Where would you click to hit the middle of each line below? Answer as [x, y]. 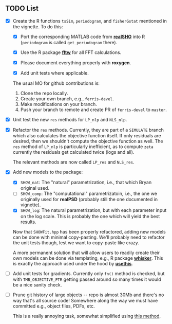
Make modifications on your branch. [59, 104]
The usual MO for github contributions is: [56, 83]
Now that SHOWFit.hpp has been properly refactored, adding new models [89, 231]
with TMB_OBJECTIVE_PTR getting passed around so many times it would [87, 279]
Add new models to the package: [48, 172]
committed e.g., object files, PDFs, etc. [54, 306]
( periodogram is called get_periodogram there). [69, 42]
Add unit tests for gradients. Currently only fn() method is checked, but [89, 273]
